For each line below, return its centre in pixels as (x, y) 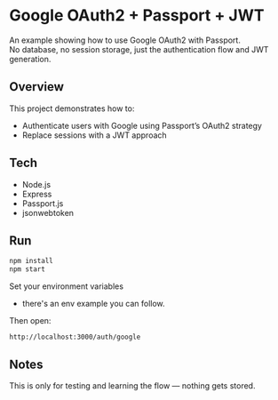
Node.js (36, 184)
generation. (30, 59)
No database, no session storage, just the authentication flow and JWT (139, 49)
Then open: (30, 321)
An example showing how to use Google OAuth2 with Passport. (125, 40)
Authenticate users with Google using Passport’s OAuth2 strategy (142, 125)
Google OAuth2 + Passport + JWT (137, 16)
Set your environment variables (67, 286)
